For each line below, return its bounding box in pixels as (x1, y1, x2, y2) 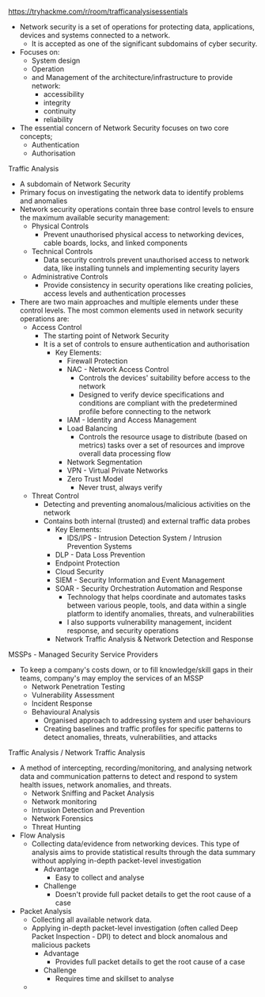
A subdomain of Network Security (19, 179, 131, 189)
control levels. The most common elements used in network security (19, 305, 244, 315)
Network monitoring (31, 797, 97, 806)
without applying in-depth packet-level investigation (31, 856, 202, 865)
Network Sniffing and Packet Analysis (31, 788, 155, 798)
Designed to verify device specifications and (78, 390, 225, 399)
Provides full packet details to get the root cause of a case (55, 957, 245, 966)
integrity (43, 98, 71, 107)
